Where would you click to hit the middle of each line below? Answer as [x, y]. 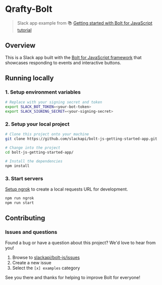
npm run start [20, 203]
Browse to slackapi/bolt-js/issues [46, 257]
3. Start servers [24, 178]
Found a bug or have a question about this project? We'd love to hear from [81, 243]
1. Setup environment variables [43, 92]
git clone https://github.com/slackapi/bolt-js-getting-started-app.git [81, 139]
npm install [17, 166]
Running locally [30, 78]
